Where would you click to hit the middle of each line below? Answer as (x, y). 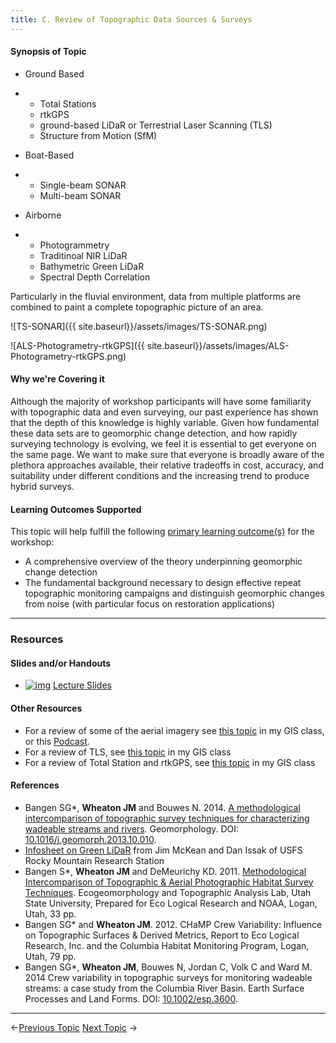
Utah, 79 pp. (50, 956)
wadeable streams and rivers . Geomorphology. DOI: (132, 828)
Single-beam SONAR (83, 185)
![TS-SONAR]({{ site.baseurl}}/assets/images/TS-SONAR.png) (139, 326)
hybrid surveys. (42, 487)
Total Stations (68, 103)
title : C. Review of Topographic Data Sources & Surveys (131, 19)
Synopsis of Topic (48, 52)
